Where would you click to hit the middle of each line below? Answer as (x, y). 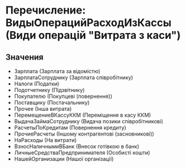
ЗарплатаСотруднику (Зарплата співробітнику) (74, 78)
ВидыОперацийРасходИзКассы (89, 23)
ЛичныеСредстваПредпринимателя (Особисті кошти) (82, 153)
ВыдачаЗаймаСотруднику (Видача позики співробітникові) (89, 121)
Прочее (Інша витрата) (43, 109)
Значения (25, 57)
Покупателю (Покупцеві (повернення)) (63, 96)
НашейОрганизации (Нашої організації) (64, 159)
